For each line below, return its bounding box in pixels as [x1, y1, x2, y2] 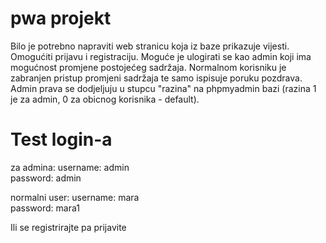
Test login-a [10, 128, 113, 151]
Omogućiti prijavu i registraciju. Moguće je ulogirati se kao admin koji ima [10, 50, 312, 62]
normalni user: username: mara [10, 191, 140, 203]
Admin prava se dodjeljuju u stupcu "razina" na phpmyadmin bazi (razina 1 [10, 82, 317, 94]
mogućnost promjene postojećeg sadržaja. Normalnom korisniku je [10, 61, 287, 73]
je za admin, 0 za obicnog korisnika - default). [10, 93, 200, 105]
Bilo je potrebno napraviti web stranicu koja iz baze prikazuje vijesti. [10, 40, 290, 52]
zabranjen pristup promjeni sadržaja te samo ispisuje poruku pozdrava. [10, 72, 303, 84]
